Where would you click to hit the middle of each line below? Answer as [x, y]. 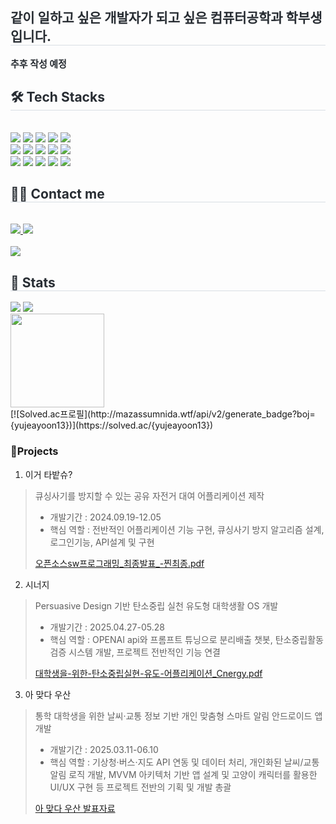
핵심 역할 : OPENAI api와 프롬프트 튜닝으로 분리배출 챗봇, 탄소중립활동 [186, 639]
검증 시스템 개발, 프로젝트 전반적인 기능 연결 [135, 652]
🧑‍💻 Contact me [57, 194]
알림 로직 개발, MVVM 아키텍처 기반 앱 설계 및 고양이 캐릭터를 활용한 [183, 774]
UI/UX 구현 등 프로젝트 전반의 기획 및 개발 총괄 [140, 787]
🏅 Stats [33, 282]
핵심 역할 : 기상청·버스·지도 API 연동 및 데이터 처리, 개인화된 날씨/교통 [184, 762]
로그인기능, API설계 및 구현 [102, 542]
